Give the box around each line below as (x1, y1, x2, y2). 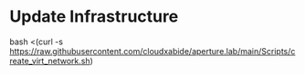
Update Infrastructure (9, 6, 179, 27)
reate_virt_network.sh (9, 55, 90, 66)
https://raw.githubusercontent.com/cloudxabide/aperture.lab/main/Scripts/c (9, 45, 296, 56)
